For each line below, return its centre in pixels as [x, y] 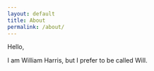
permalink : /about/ [36, 27]
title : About [26, 20]
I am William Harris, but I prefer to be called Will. [77, 60]
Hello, [16, 47]
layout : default [31, 14]
